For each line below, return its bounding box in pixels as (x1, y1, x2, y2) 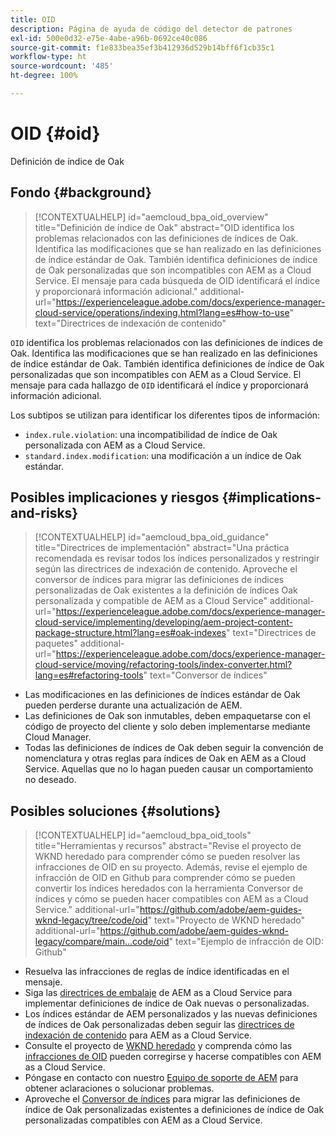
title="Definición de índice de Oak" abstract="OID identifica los (34, 221, 295, 233)
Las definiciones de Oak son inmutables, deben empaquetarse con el (24, 710, 311, 722)
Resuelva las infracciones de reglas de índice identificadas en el (24, 966, 290, 978)
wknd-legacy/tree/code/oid (34, 914, 148, 926)
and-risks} (10, 505, 79, 522)
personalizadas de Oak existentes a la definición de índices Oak (34, 584, 298, 596)
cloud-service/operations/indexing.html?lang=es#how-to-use (34, 306, 290, 318)
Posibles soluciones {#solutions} (10, 802, 222, 820)
